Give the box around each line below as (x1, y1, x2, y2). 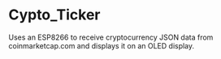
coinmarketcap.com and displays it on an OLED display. (8, 40, 195, 50)
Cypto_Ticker (8, 6, 101, 24)
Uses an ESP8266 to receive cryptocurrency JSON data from (8, 32, 214, 42)
